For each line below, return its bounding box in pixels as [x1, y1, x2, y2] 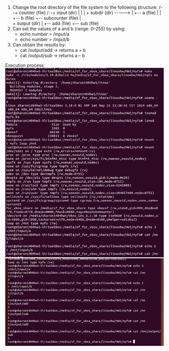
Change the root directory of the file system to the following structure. [12, 5, 158, 10]
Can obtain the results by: [12, 42, 66, 47]
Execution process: [5, 63, 45, 68]
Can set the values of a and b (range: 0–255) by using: [12, 26, 126, 32]
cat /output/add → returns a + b [20, 47, 86, 53]
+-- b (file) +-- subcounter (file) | [12, 15, 81, 21]
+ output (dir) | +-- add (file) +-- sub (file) [12, 20, 99, 26]
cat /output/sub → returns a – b [20, 52, 85, 58]
